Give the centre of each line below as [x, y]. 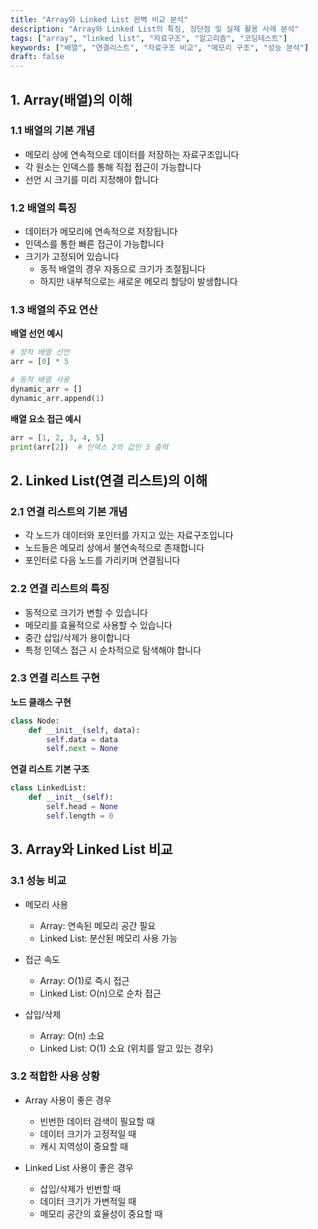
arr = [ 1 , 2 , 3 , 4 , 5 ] [57, 437]
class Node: [35, 721]
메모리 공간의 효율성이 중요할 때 [101, 1213]
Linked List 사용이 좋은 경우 [79, 1167]
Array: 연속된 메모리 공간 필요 [98, 925]
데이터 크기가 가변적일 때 [88, 1201]
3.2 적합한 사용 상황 [55, 1076]
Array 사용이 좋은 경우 [68, 1100]
